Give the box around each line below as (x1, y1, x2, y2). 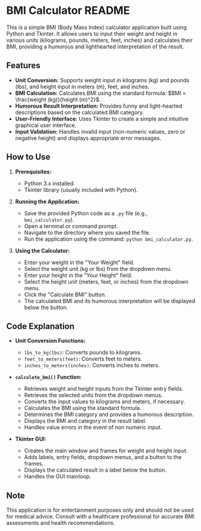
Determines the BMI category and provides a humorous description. (24, 411, 194, 418)
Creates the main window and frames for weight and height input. (24, 447, 188, 454)
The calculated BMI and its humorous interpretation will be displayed (24, 297, 196, 304)
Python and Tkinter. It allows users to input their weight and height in (6, 30, 178, 37)
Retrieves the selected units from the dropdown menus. (24, 391, 163, 399)
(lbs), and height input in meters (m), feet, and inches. (15, 83, 150, 90)
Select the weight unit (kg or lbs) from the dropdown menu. (24, 265, 173, 272)
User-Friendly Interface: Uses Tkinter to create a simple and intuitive (15, 115, 189, 122)
